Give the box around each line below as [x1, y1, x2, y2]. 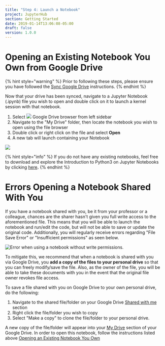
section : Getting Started [5, 16, 58, 21]
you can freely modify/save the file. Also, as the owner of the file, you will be [5, 264, 161, 270]
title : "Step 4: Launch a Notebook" [5, 7, 80, 12]
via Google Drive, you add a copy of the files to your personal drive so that [5, 259, 159, 265]
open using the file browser [12, 124, 68, 130]
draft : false [5, 26, 32, 31]
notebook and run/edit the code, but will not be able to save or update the [5, 224, 155, 230]
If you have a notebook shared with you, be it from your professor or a [5, 208, 148, 214]
